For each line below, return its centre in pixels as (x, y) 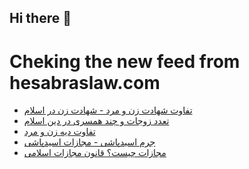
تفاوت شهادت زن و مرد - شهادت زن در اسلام (108, 110)
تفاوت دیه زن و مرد (59, 132)
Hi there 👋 (40, 18)
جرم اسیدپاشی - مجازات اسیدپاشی (89, 142)
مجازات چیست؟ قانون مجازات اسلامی (95, 153)
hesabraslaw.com (85, 82)
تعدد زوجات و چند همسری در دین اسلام (96, 121)
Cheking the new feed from (125, 61)
